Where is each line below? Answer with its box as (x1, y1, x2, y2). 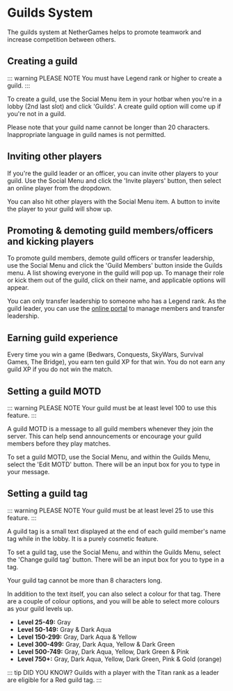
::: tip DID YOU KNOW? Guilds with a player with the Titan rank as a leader (7, 668, 219, 676)
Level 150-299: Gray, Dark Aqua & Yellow (17, 633, 137, 641)
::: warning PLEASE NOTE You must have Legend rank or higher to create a (7, 74, 223, 82)
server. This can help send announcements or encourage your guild (7, 432, 202, 440)
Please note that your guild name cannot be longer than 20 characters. (7, 123, 210, 131)
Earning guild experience (7, 332, 118, 343)
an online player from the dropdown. (7, 184, 112, 192)
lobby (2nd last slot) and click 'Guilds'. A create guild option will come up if (7, 102, 221, 111)
